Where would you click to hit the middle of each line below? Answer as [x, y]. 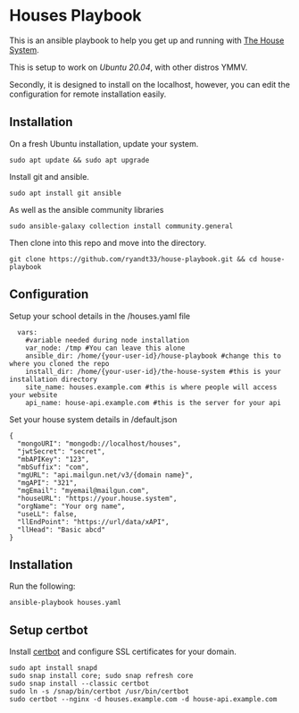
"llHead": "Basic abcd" [61, 530]
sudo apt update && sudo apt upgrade [79, 160]
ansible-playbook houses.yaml [66, 603]
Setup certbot [49, 630]
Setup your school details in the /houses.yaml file [100, 316]
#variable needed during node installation [108, 340]
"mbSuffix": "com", [54, 467]
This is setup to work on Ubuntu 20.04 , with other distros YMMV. [129, 67]
